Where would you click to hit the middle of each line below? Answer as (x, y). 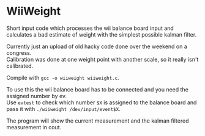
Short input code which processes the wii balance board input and (90, 28)
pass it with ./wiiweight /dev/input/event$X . (63, 109)
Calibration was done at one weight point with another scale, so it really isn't (102, 59)
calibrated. (20, 66)
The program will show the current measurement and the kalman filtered (98, 121)
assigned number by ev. (37, 96)
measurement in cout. (34, 127)
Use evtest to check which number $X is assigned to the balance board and (102, 102)
